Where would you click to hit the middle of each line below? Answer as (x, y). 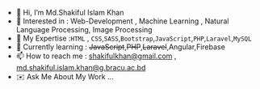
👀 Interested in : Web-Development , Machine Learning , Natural (122, 21)
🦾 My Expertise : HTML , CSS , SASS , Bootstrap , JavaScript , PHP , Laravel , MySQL (134, 38)
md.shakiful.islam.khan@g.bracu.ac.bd (81, 68)
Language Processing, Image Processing (84, 30)
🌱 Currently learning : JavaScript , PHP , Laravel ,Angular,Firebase (121, 47)
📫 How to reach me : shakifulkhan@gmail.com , (96, 56)
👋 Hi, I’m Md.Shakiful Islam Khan (70, 13)
